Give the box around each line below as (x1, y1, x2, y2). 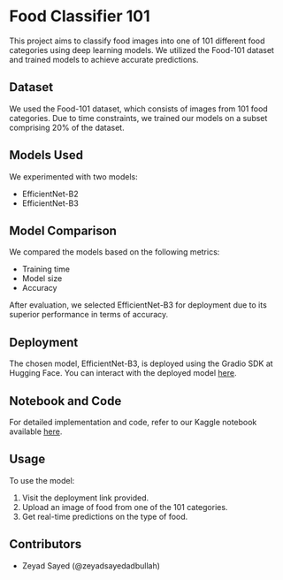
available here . (9, 426, 63, 437)
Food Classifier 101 (9, 6, 150, 27)
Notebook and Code (9, 393, 122, 408)
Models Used (9, 148, 84, 163)
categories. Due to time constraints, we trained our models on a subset (9, 112, 268, 123)
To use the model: (9, 475, 75, 485)
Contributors (9, 537, 82, 552)
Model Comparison (9, 223, 118, 238)
